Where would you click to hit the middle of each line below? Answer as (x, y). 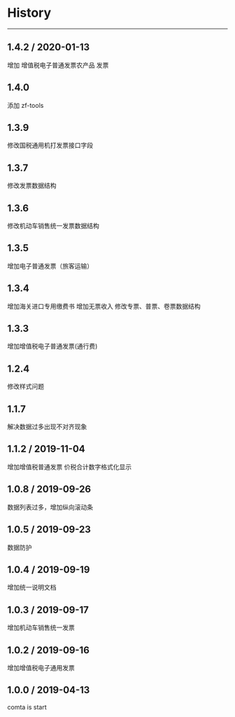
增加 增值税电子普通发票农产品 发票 (58, 65)
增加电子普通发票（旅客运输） (50, 266)
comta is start (27, 707)
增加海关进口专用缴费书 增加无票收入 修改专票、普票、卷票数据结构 (104, 306)
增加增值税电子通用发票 (41, 667)
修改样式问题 (26, 387)
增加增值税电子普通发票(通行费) (52, 346)
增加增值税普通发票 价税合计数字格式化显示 (69, 466)
